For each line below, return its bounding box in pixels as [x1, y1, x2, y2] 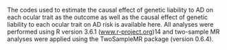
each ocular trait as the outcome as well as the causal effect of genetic [7, 13, 208, 21]
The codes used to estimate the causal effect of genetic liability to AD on [7, 6, 214, 14]
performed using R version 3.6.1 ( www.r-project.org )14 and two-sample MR [7, 27, 220, 36]
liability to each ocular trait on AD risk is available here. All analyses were [7, 21, 214, 28]
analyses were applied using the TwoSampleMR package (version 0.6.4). [7, 35, 214, 43]
